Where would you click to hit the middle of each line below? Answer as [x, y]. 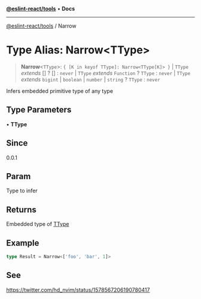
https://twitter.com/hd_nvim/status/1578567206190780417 [78, 289]
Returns [22, 209]
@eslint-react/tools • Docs [41, 9]
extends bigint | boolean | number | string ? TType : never [90, 79]
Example [23, 243]
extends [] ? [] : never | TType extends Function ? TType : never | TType [106, 73]
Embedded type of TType [38, 224]
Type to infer [22, 191]
